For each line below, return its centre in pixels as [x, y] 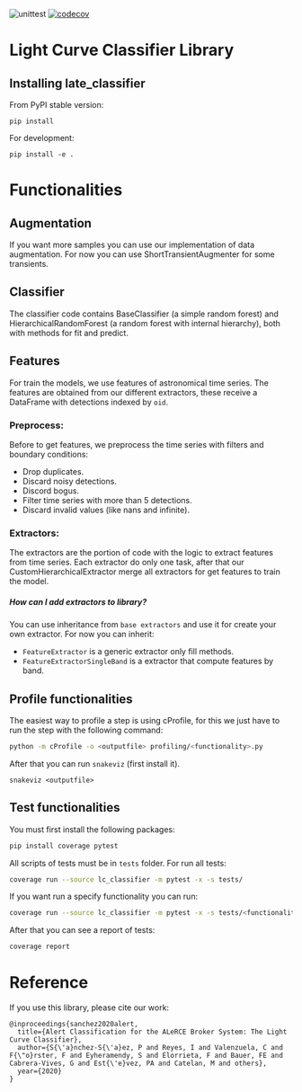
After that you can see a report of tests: [82, 930]
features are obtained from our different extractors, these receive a [133, 392]
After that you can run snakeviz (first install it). [95, 763]
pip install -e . [42, 155]
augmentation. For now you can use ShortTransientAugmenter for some [142, 254]
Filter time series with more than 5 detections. [107, 500]
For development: [42, 138]
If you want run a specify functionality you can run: [104, 897]
